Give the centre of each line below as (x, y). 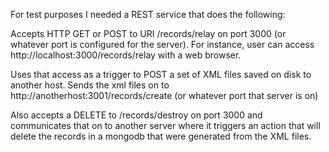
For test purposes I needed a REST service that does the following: (148, 14)
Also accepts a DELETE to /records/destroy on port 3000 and (136, 115)
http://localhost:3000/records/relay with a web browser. (126, 55)
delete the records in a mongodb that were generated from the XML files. (161, 136)
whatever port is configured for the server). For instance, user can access (162, 44)
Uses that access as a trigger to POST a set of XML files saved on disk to (161, 74)
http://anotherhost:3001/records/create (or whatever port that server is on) (164, 95)
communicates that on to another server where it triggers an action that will (165, 125)
